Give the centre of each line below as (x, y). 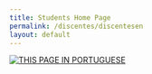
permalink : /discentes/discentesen (76, 26)
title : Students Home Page (60, 18)
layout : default (40, 34)
